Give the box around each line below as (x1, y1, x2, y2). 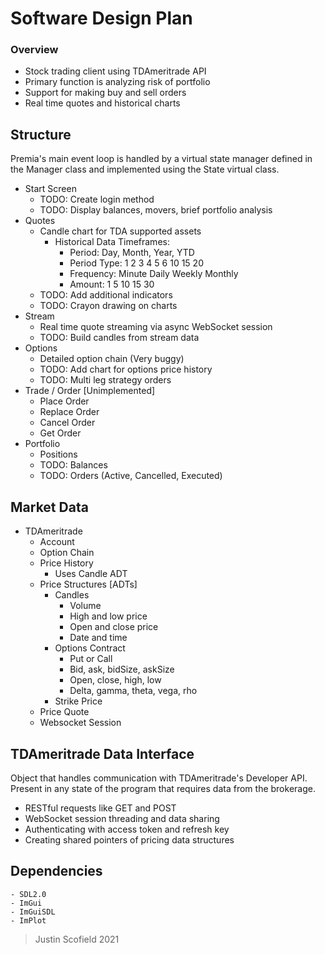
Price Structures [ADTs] (39, 578, 138, 591)
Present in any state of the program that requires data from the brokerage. (10, 782, 316, 794)
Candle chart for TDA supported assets (39, 225, 202, 237)
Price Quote (39, 706, 90, 718)
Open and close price (69, 621, 159, 633)
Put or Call (69, 653, 113, 665)
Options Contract (54, 642, 126, 654)
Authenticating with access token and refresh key (24, 823, 230, 835)
